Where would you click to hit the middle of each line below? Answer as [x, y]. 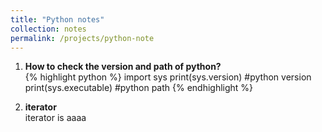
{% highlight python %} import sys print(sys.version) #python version [168, 77]
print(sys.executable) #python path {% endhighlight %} [139, 88]
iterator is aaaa [55, 118]
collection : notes [48, 29]
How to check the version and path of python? [123, 67]
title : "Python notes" [57, 19]
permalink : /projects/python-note [82, 38]
